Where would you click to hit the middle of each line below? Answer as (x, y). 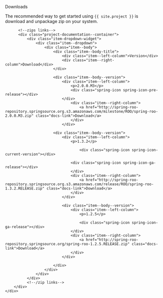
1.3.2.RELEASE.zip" (25, 189)
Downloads (16, 7)
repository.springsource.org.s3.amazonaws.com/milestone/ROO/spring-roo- (82, 111)
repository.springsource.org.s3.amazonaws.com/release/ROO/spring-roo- (79, 184)
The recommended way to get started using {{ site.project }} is (72, 16)
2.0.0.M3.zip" (20, 116)
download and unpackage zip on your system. (51, 21)
